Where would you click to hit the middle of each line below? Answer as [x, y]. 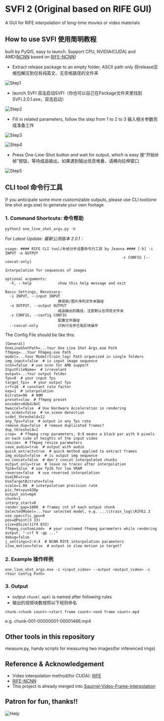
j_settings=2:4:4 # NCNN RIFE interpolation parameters [65, 542]
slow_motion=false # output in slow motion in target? [63, 546]
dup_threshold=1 [22, 430]
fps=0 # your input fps [30, 378]
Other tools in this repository [50, 637]
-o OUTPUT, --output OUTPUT [38, 306]
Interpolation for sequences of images [46, 270]
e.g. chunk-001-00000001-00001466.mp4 [48, 621]
